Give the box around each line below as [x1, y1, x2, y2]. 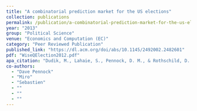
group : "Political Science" [6, 31, 75, 36]
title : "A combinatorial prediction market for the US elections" [6, 8, 172, 15]
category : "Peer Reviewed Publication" [6, 42, 104, 48]
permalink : [6, 19, 33, 25]
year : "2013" [6, 25, 38, 31]
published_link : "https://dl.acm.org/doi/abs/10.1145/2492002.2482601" [6, 47, 185, 53]
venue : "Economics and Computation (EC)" [6, 36, 109, 42]
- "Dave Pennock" [11, 69, 54, 75]
